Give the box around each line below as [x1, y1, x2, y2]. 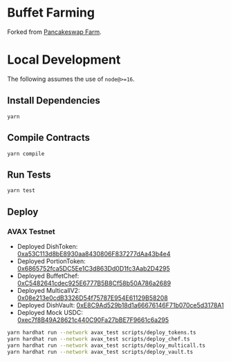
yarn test [7, 187, 36, 194]
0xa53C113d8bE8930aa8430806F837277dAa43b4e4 [17, 250, 171, 258]
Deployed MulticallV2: [17, 287, 80, 294]
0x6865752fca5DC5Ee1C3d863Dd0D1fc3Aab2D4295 [17, 265, 171, 272]
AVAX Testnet [7, 227, 55, 236]
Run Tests [7, 169, 51, 180]
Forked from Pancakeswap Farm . [7, 28, 102, 36]
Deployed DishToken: [17, 242, 78, 250]
